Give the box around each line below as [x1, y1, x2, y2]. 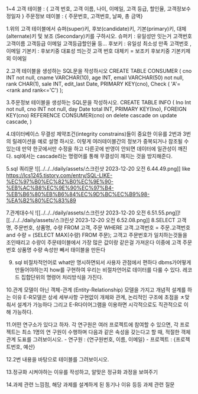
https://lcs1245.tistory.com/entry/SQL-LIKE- [6, 172, 113, 179]
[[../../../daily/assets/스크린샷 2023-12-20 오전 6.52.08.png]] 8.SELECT [6, 217, 176, 223]
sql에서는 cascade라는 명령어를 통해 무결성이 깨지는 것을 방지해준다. [14, 153, 173, 159]
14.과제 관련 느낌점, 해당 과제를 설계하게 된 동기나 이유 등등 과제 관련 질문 [6, 381, 175, 388]
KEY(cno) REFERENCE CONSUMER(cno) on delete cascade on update [6, 112, 177, 118]
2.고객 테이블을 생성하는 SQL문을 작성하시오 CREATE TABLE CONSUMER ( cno [6, 68, 192, 74]
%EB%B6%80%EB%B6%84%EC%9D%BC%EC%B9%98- [6, 191, 150, 197]
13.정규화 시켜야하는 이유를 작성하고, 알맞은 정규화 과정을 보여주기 [6, 369, 158, 375]
